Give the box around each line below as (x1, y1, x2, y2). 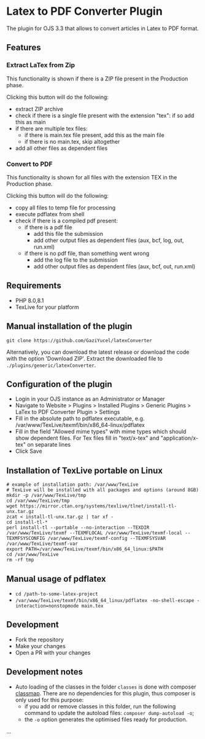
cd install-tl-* (6, 519, 48, 526)
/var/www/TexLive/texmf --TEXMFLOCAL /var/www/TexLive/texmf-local (6, 530, 183, 536)
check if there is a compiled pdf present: (15, 217, 118, 224)
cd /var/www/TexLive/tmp (6, 498, 70, 504)
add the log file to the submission (33, 256, 118, 264)
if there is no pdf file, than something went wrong (24, 249, 150, 257)
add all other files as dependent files (15, 144, 108, 152)
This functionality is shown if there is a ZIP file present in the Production (6, 75, 188, 82)
